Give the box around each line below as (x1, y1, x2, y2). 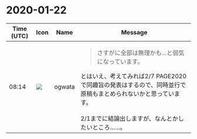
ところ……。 (92, 123, 126, 131)
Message (121, 28, 148, 36)
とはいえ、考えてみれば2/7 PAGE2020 (80, 72, 186, 80)
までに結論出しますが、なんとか (90, 114, 179, 123)
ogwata (54, 82, 75, 91)
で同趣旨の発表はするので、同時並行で (80, 81, 186, 89)
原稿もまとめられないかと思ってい (80, 89, 175, 98)
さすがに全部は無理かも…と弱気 (97, 48, 185, 57)
